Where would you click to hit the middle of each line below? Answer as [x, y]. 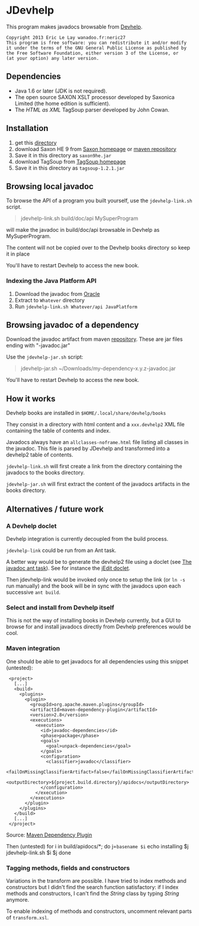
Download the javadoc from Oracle [57, 293]
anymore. [18, 899]
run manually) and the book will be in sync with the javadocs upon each [94, 586]
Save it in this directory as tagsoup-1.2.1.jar [70, 168]
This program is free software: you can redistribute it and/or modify [96, 43]
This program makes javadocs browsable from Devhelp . [74, 27]
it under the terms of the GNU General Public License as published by [96, 48]
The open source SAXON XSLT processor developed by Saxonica [94, 97]
